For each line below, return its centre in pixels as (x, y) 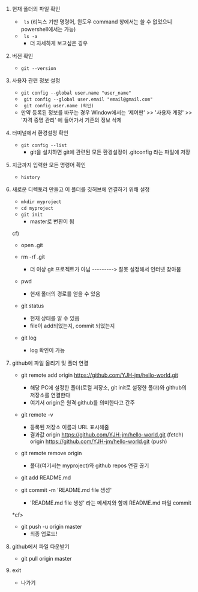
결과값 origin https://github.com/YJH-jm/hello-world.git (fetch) (107, 435)
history (30, 177)
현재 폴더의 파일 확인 (36, 9)
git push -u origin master (51, 527)
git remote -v (37, 414)
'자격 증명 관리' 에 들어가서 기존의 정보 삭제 (71, 120)
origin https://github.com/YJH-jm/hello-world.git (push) (98, 441)
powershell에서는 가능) (48, 29)
